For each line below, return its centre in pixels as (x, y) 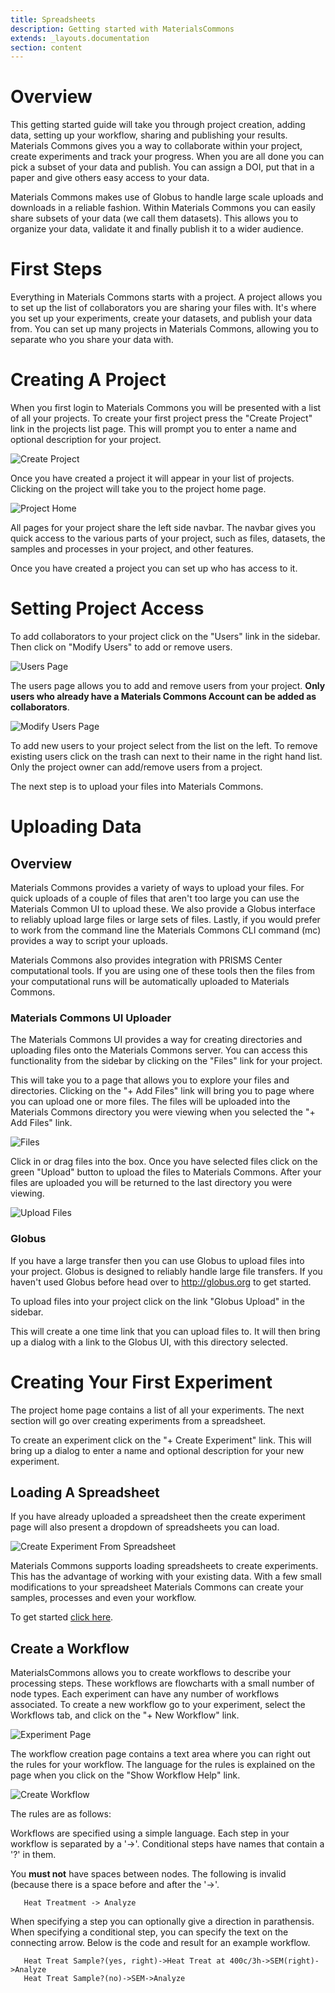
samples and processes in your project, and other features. (132, 549)
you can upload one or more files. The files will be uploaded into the (150, 1102)
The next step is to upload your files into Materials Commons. (137, 786)
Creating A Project (88, 380)
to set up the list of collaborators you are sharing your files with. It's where (163, 308)
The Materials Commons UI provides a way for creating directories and (156, 1040)
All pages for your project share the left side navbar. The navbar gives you (163, 528)
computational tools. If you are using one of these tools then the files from (163, 970)
